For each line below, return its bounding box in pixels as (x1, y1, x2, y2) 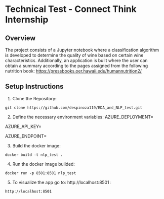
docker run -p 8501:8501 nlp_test (5, 170, 77, 176)
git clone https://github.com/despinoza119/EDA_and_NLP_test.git (5, 105, 142, 110)
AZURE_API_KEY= (5, 123, 42, 130)
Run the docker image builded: (12, 161, 75, 167)
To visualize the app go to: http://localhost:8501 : (12, 179, 112, 185)
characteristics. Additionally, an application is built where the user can (5, 58, 148, 63)
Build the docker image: (12, 142, 61, 148)
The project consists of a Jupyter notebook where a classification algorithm (5, 47, 159, 53)
